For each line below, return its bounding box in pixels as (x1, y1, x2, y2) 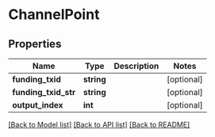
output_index (12, 100, 63, 110)
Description (113, 61, 159, 71)
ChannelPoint (8, 6, 100, 24)
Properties (8, 37, 62, 51)
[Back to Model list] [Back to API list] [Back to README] (8, 120, 190, 129)
